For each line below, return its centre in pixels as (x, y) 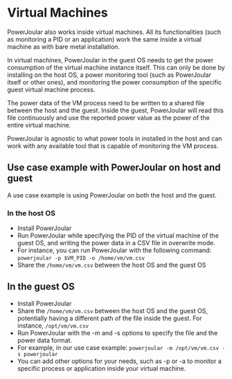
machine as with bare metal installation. (63, 46)
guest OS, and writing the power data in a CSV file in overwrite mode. (116, 243)
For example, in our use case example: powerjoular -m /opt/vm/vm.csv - (121, 347)
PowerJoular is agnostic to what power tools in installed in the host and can (115, 138)
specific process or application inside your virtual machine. (101, 368)
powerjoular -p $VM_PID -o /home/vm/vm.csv (81, 258)
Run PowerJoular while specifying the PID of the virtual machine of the (118, 236)
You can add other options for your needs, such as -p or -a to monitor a (119, 361)
